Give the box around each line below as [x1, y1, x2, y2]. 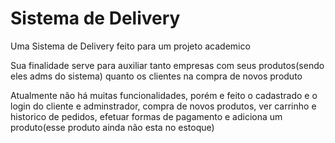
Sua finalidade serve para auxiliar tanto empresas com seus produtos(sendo [10, 59, 325, 71]
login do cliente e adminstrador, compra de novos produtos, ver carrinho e [10, 100, 317, 112]
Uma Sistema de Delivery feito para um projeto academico [10, 40, 251, 52]
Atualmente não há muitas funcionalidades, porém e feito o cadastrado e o [10, 89, 318, 101]
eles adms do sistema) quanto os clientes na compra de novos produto [10, 70, 303, 82]
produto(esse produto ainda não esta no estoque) [10, 121, 215, 133]
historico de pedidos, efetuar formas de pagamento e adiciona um [10, 110, 283, 122]
